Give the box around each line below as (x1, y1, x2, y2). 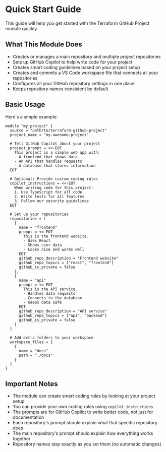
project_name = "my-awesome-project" (10, 132, 89, 137)
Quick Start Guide (5, 4, 82, 15)
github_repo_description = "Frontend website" (18, 255, 119, 261)
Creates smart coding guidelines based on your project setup (12, 64, 140, 70)
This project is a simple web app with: (14, 150, 100, 155)
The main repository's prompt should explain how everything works (12, 430, 153, 436)
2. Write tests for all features (14, 194, 85, 199)
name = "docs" (18, 348, 49, 353)
